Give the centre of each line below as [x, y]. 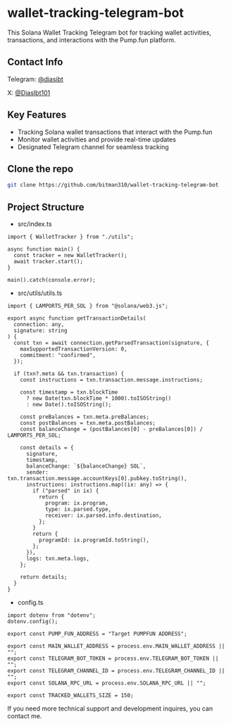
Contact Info [35, 62]
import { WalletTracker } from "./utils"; [70, 237]
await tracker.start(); [48, 262]
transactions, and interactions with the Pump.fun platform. [92, 39]
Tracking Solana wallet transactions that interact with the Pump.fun [115, 132]
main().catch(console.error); [52, 280]
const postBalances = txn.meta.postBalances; [88, 423]
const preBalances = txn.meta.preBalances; [85, 417]
